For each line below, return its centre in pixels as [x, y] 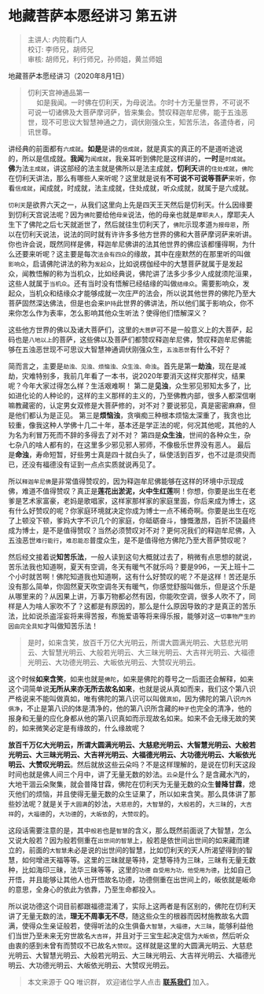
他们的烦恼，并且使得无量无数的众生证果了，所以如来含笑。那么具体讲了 [132, 794]
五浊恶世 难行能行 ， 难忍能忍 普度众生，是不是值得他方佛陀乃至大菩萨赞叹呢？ [128, 540]
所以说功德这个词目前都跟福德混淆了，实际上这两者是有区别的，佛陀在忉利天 [132, 906]
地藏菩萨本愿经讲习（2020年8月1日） [69, 76]
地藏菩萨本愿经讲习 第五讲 [92, 16]
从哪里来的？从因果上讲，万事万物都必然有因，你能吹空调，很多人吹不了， [128, 596]
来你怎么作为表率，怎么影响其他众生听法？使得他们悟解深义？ [108, 312]
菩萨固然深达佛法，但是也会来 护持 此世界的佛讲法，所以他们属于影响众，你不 [131, 303]
